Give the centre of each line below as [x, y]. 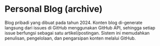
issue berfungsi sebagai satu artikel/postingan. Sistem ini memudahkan [77, 33]
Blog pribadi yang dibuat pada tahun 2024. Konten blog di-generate [74, 23]
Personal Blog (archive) [54, 9]
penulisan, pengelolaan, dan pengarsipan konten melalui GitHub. [70, 38]
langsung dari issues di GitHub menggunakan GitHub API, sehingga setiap [80, 27]
